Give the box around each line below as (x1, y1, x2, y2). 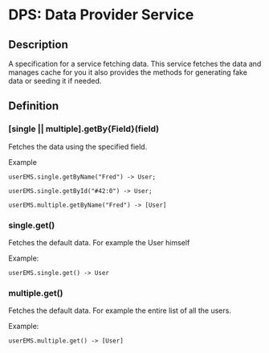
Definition (8, 99, 59, 113)
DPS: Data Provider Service (8, 6, 194, 24)
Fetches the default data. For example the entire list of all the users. (8, 306, 231, 315)
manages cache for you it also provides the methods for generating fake (8, 68, 247, 77)
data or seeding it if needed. (8, 76, 102, 85)
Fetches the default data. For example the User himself (8, 237, 190, 247)
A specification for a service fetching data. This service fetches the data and (8, 59, 262, 68)
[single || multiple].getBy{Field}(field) (8, 123, 159, 134)
